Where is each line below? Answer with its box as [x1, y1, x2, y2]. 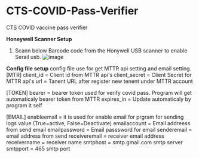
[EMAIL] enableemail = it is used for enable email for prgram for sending [6, 113, 184, 120]
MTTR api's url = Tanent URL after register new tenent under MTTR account [6, 78, 193, 85]
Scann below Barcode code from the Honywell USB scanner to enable [14, 47, 188, 54]
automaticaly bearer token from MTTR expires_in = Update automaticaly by [6, 95, 191, 103]
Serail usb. [14, 53, 42, 60]
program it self [6, 101, 42, 109]
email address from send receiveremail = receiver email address [6, 132, 164, 140]
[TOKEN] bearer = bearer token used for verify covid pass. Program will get [6, 89, 192, 96]
